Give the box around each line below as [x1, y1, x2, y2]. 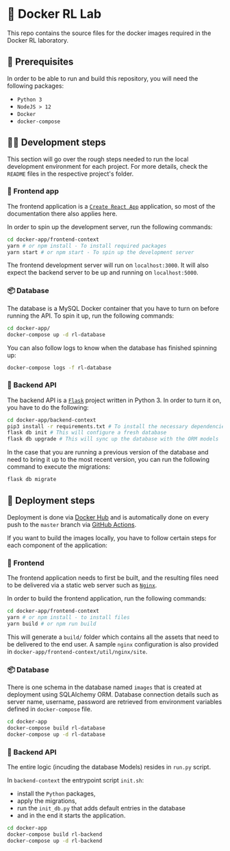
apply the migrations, [16, 797, 77, 805]
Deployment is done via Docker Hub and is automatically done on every [7, 513, 209, 521]
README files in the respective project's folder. [7, 170, 134, 178]
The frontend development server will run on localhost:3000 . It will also [7, 261, 209, 270]
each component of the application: [7, 541, 108, 549]
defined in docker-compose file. [7, 705, 92, 713]
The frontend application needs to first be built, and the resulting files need [7, 574, 219, 582]
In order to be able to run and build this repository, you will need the [7, 74, 199, 82]
